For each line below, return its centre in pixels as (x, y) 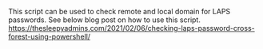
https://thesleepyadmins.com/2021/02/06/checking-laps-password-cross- (131, 28)
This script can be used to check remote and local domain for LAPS (120, 11)
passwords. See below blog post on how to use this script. (105, 20)
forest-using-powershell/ (49, 36)
